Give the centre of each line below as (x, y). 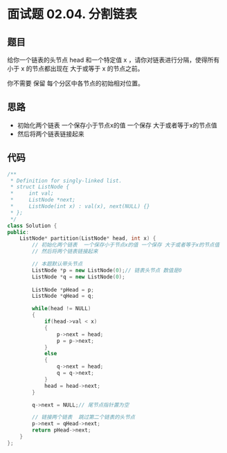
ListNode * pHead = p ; (63, 290)
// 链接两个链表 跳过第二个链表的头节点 (84, 417)
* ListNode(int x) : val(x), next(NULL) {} (80, 206)
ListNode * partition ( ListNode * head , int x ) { (88, 239)
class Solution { (32, 226)
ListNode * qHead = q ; (63, 296)
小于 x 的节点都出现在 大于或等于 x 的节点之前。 (75, 69)
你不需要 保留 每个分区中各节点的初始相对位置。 (75, 83)
